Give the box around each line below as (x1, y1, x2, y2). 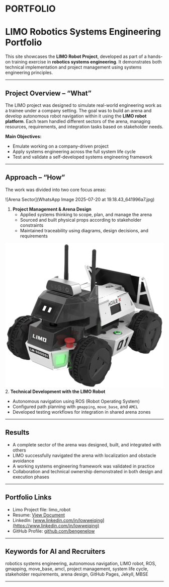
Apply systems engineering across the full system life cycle (12, 148, 136, 154)
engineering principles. (5, 70, 53, 76)
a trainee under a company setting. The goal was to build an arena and (5, 107, 152, 113)
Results (5, 428, 30, 437)
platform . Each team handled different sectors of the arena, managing (5, 118, 151, 124)
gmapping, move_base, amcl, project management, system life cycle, (5, 566, 148, 572)
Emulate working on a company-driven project (12, 143, 109, 149)
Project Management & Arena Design (12, 206, 92, 212)
